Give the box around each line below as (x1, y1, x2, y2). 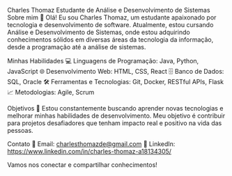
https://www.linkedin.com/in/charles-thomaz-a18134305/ (7, 147, 172, 155)
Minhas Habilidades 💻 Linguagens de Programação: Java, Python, (7, 57, 199, 65)
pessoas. (7, 127, 33, 134)
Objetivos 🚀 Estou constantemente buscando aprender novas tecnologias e (7, 104, 224, 112)
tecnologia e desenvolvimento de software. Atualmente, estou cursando (7, 21, 214, 29)
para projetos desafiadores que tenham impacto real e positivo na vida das (7, 119, 222, 127)
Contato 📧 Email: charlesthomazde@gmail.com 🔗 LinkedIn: (7, 140, 176, 148)
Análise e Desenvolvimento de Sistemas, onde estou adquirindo (7, 28, 190, 36)
